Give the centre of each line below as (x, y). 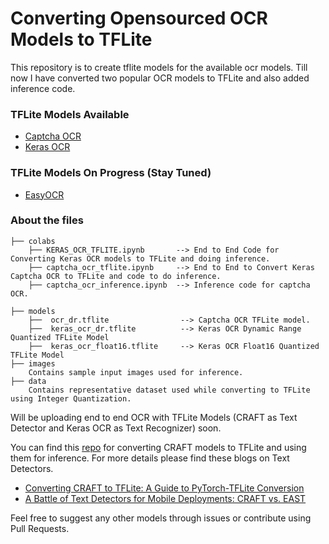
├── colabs (33, 241)
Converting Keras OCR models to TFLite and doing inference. (140, 258)
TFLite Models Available (70, 114)
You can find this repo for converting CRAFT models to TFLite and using (158, 447)
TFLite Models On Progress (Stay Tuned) (111, 173)
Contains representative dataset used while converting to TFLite (169, 390)
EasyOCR (44, 194)
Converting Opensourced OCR (139, 18)
